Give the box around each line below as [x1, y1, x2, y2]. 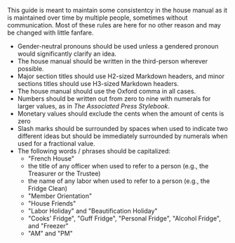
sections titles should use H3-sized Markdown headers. [17, 80, 179, 87]
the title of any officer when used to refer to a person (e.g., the [27, 162, 209, 170]
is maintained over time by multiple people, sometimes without [7, 13, 188, 22]
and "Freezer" [27, 222, 69, 230]
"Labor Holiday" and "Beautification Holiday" [27, 207, 158, 215]
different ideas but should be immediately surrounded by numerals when [17, 132, 228, 140]
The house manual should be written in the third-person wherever [17, 57, 208, 66]
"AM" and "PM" [27, 229, 74, 237]
